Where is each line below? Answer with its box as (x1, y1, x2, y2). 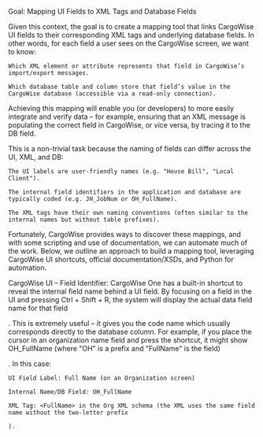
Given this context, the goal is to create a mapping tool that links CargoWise (8, 22, 254, 31)
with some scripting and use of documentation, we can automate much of (8, 238, 248, 247)
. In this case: (8, 359, 52, 368)
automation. (8, 263, 47, 272)
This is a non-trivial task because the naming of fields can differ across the (8, 144, 251, 153)
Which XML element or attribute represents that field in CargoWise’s (8, 62, 245, 70)
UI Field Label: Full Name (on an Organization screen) (8, 374, 195, 382)
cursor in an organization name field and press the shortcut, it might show (8, 335, 248, 345)
